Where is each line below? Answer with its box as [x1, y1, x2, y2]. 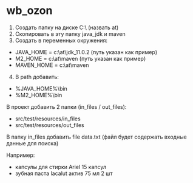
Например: [6, 151, 35, 159]
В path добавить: [15, 73, 59, 80]
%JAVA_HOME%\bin [15, 85, 68, 92]
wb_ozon [6, 4, 53, 18]
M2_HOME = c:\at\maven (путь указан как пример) [15, 55, 146, 62]
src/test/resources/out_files [15, 121, 84, 128]
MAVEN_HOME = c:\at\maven [15, 61, 89, 69]
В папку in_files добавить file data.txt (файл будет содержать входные [6, 133, 187, 140]
